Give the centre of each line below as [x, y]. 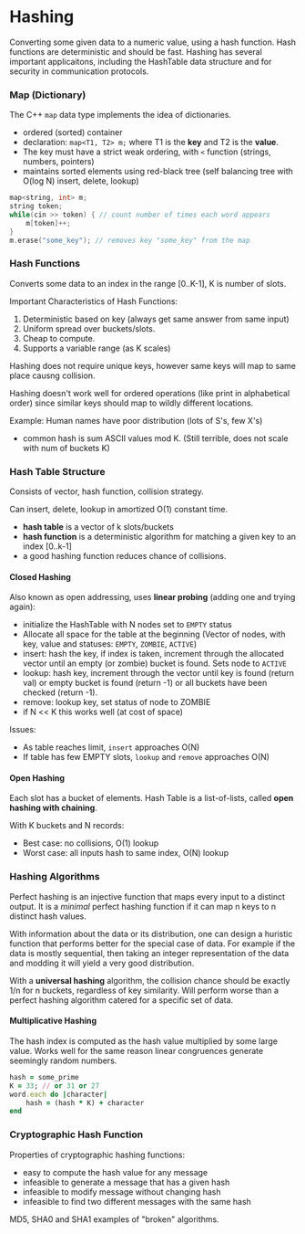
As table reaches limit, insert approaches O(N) [111, 747]
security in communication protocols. [79, 71]
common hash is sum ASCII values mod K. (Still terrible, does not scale [155, 438]
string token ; [36, 206]
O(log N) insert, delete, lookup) [81, 181]
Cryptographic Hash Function [76, 1134]
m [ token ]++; [48, 223]
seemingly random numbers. [63, 1060]
